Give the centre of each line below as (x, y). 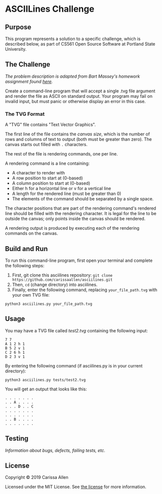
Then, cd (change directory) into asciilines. (55, 284)
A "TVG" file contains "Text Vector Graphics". (50, 125)
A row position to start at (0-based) (47, 178)
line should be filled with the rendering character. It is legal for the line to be (81, 214)
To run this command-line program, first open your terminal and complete (79, 260)
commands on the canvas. (32, 234)
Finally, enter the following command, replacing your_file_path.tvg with (84, 290)
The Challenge (28, 64)
